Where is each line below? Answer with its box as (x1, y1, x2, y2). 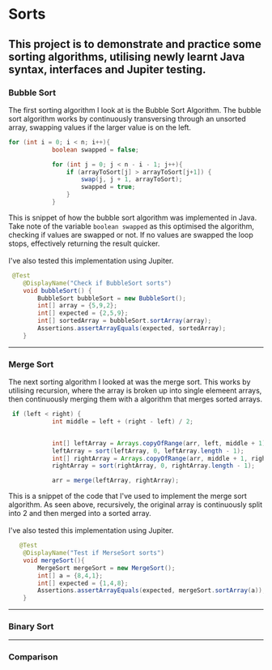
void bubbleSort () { (23, 286, 92, 294)
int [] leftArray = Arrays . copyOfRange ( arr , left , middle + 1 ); (51, 439, 270, 447)
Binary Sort (8, 621, 54, 633)
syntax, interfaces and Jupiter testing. (8, 62, 206, 76)
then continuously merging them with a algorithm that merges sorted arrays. (8, 394, 263, 404)
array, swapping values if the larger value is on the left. (8, 122, 192, 132)
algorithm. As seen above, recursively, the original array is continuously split (8, 500, 263, 509)
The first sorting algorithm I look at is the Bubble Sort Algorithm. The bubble (8, 105, 261, 114)
